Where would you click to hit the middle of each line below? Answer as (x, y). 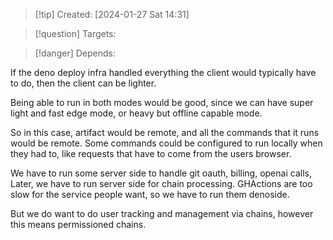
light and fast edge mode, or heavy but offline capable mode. (136, 113)
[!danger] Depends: (75, 53)
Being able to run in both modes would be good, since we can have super (162, 102)
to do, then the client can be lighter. (83, 83)
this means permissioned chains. (78, 224)
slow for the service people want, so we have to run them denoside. (150, 194)
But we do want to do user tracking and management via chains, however (162, 213)
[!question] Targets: (75, 33)
